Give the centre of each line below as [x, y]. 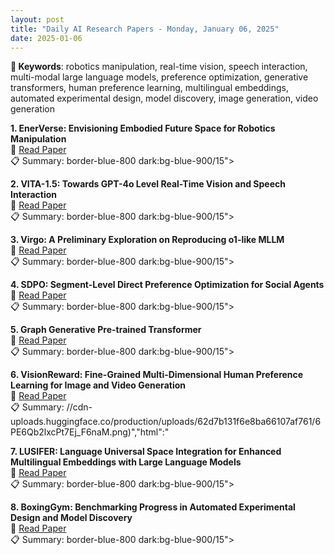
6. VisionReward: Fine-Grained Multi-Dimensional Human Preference [157, 375]
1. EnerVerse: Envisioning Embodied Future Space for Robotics [143, 128]
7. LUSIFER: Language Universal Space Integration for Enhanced [146, 452]
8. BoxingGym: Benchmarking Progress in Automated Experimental [153, 507]
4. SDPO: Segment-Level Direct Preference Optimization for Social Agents [167, 285]
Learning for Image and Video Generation [98, 385]
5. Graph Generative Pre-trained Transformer [106, 330]
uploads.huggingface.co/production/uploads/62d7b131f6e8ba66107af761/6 [166, 422]
